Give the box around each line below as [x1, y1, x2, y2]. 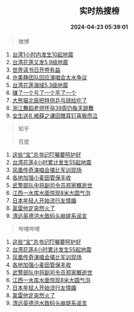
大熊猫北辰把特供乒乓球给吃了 [12, 97, 87, 104]
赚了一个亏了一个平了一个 [12, 89, 77, 96]
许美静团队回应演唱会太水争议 [12, 73, 87, 81]
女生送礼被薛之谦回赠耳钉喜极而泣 [12, 112, 98, 119]
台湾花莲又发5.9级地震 [12, 58, 69, 65]
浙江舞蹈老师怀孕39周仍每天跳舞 [12, 104, 94, 111]
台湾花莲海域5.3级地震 [12, 81, 69, 89]
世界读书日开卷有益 [12, 66, 61, 73]
